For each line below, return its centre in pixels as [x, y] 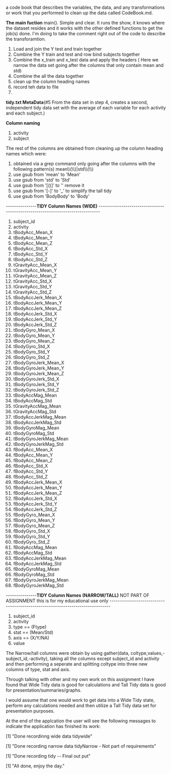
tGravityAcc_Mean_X [35, 265]
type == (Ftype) [30, 627]
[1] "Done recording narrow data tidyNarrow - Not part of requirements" [81, 746]
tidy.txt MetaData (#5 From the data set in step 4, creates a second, [77, 102]
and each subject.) [25, 113]
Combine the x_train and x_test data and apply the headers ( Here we [86, 60]
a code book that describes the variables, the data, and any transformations [85, 7]
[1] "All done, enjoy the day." [35, 766]
